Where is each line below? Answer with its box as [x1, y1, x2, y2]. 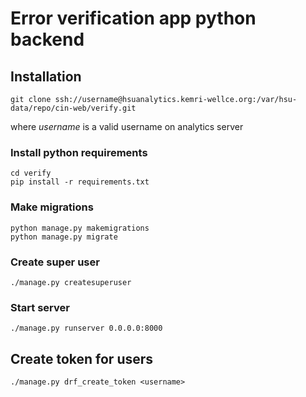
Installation [10, 68, 82, 85]
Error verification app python [10, 7, 257, 30]
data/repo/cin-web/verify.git [10, 103, 137, 113]
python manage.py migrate [10, 232, 118, 242]
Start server [10, 300, 70, 314]
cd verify [10, 168, 52, 179]
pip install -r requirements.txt [10, 177, 150, 187]
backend [10, 28, 85, 51]
